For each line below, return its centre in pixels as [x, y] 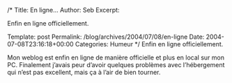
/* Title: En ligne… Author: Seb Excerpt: [63, 10]
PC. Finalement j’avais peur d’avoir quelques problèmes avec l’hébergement [116, 65]
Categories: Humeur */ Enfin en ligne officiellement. [149, 44]
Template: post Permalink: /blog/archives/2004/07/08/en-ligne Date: [106, 37]
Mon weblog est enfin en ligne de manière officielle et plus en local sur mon [116, 57]
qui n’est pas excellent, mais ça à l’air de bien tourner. [84, 72]
